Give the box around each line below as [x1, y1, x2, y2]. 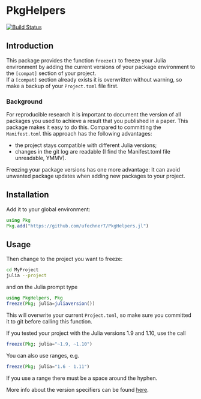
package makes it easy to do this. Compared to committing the [6, 124, 161, 131]
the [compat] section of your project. [6, 70, 97, 77]
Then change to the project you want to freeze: [6, 256, 123, 263]
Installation [6, 190, 49, 200]
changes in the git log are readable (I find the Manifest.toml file [14, 148, 171, 155]
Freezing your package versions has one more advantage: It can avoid [6, 166, 180, 173]
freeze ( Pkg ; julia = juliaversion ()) [6, 301, 95, 307]
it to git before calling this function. [6, 317, 93, 325]
